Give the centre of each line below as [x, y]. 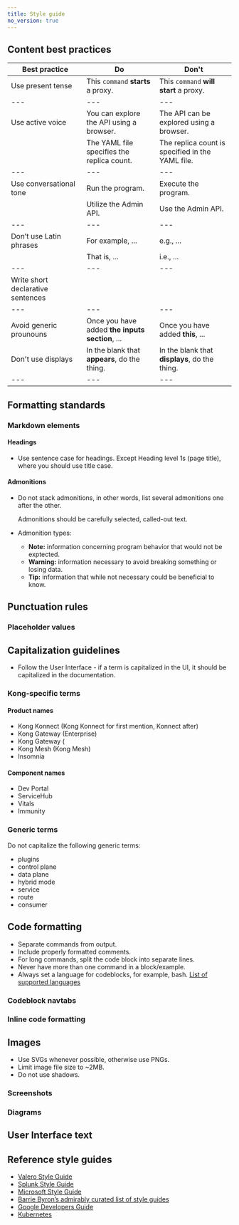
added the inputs [116, 330]
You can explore [113, 113]
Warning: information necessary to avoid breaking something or [122, 562]
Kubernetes [34, 1214]
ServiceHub [35, 796]
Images [24, 1042]
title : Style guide [36, 14]
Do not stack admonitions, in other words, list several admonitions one [121, 498]
